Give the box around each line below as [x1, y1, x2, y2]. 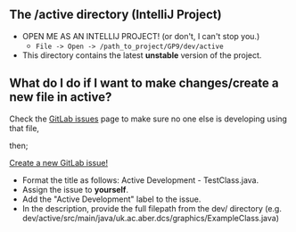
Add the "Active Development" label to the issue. [21, 194, 201, 204]
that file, [9, 122, 40, 133]
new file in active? [9, 89, 112, 105]
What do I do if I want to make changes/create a [9, 76, 279, 91]
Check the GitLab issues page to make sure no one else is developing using [9, 113, 288, 124]
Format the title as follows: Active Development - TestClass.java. [21, 174, 259, 186]
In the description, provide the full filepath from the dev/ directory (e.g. [21, 203, 283, 213]
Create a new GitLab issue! [9, 157, 109, 168]
